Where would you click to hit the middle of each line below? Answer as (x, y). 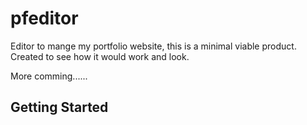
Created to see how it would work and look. (100, 56)
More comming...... (49, 76)
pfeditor (44, 18)
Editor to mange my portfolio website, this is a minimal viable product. (153, 46)
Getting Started (59, 107)
